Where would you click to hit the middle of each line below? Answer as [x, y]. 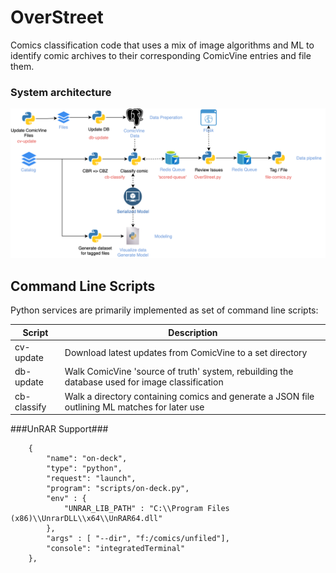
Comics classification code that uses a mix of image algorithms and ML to [162, 45]
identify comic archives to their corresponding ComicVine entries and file [161, 55]
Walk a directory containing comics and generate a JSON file [189, 396]
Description [193, 332]
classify [30, 407]
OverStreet [57, 17]
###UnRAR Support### [59, 429]
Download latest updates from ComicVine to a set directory [186, 352]
